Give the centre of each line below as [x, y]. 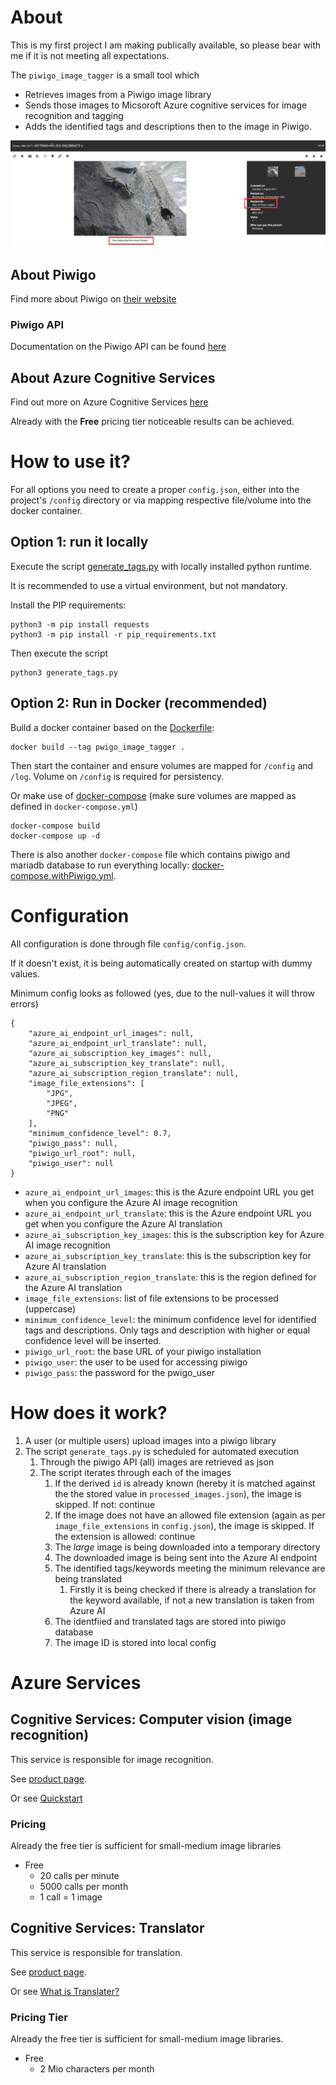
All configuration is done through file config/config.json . [128, 943]
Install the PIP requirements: [68, 605]
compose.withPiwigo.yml [62, 875]
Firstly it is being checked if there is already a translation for [193, 1589]
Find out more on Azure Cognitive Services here [109, 402]
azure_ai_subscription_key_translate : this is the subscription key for [168, 1255]
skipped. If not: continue [105, 1504]
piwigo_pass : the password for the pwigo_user [119, 1372]
